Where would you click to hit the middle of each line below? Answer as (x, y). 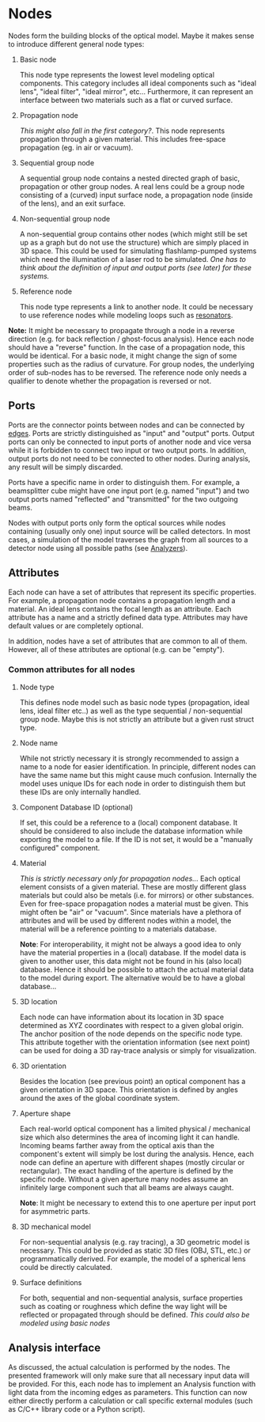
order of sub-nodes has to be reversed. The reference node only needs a (128, 372)
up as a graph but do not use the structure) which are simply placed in (134, 242)
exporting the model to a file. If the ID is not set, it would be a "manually (136, 839)
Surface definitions (51, 1282)
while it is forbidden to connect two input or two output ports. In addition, (127, 450)
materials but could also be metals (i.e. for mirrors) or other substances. (137, 895)
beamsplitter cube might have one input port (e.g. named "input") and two (129, 491)
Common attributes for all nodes (72, 669)
